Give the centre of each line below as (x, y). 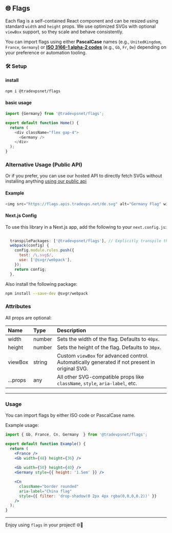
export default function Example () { (46, 444)
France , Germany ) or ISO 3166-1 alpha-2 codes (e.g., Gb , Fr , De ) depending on (86, 47)
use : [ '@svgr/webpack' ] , (45, 260)
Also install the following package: (41, 284)
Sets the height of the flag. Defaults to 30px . (109, 347)
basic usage (19, 103)
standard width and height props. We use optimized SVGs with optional (81, 26)
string (40, 362)
